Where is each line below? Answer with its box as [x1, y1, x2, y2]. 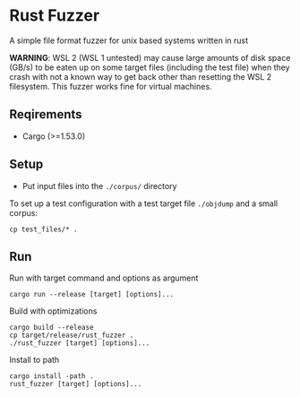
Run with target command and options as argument [9, 272, 199, 283]
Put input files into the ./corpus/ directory [21, 180, 177, 191]
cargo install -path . [9, 372, 94, 381]
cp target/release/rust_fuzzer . [9, 331, 134, 341]
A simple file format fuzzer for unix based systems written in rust [9, 35, 249, 46]
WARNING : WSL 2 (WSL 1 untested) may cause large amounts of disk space [9, 52, 291, 63]
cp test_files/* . [9, 225, 78, 234]
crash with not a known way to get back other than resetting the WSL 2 [9, 71, 272, 82]
